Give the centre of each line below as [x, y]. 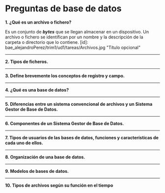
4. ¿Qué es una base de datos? [37, 90]
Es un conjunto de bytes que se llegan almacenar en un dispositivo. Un [77, 32]
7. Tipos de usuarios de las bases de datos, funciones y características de [82, 137]
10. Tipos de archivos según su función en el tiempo [59, 185]
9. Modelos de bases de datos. [37, 171]
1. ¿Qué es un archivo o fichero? [38, 22]
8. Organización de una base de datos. [45, 157]
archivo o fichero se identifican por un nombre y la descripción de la [74, 37]
